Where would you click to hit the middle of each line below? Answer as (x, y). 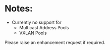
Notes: (19, 9)
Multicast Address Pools (44, 27)
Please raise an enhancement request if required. (55, 42)
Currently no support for (37, 22)
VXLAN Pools (33, 33)
